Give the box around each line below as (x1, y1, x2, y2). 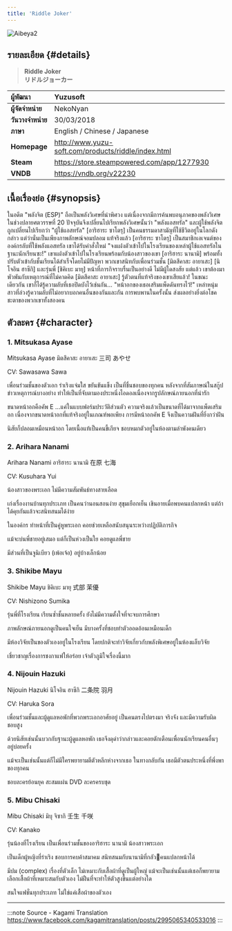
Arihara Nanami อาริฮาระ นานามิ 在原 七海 (7, 459, 116, 467)
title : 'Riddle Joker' (7, 10, 72, 17)
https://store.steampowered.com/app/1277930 (54, 157, 209, 167)
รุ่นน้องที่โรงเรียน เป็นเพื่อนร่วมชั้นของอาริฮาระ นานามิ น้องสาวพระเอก (7, 839, 164, 847)
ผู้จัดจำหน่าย (10, 104, 42, 114)
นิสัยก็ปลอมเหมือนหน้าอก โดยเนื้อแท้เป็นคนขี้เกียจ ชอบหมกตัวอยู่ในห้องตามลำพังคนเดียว (7, 424, 206, 432)
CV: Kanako (7, 826, 41, 834)
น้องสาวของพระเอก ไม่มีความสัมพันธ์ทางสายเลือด (7, 486, 117, 494)
